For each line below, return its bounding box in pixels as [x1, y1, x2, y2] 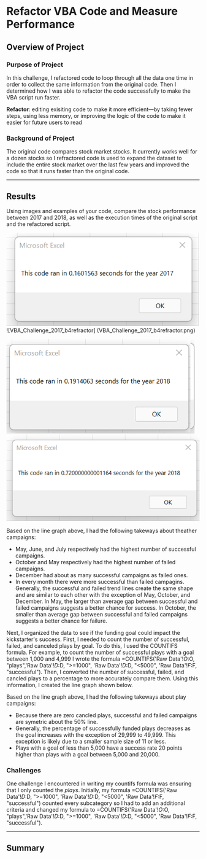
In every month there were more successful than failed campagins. [15, 578, 185, 585]
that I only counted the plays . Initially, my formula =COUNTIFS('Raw [6, 787, 178, 794]
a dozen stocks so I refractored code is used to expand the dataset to [6, 155, 182, 162]
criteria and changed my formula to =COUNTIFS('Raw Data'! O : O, [6, 806, 170, 814]
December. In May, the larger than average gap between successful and [15, 597, 198, 605]
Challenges [6, 766, 41, 774]
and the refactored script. [6, 220, 71, 228]
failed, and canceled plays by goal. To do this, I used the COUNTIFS [6, 642, 178, 649]
